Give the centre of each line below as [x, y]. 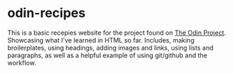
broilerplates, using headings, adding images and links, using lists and [110, 47]
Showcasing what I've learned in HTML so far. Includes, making [101, 40]
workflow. [22, 62]
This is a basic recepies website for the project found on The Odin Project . [117, 33]
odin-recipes [46, 13]
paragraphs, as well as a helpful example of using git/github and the [108, 55]
